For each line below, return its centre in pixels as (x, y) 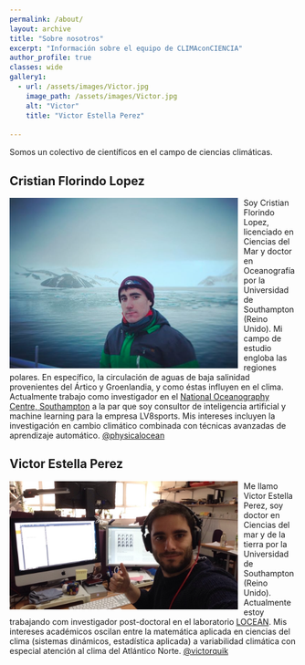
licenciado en (268, 232)
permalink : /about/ (47, 19)
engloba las (265, 358)
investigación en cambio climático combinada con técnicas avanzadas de (148, 426)
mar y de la (264, 535)
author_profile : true (51, 58)
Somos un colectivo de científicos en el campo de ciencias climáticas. (141, 152)
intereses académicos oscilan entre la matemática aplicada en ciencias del (150, 631)
